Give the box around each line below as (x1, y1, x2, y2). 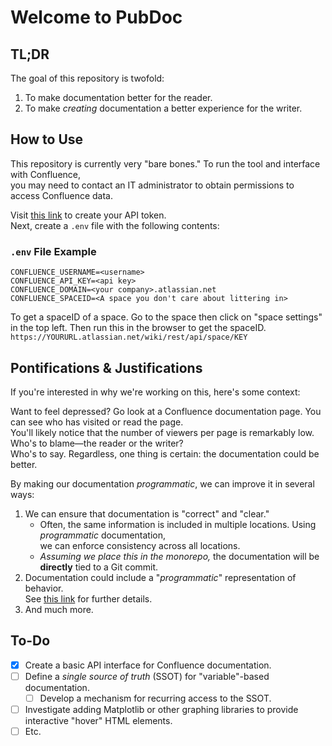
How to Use (10, 131, 84, 148)
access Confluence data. (10, 189, 113, 201)
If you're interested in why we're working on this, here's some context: (10, 386, 301, 398)
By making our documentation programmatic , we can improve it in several (10, 477, 315, 490)
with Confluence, (10, 168, 82, 180)
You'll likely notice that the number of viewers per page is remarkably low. (10, 426, 315, 438)
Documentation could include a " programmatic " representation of (24, 571, 297, 583)
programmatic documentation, (39, 529, 167, 541)
